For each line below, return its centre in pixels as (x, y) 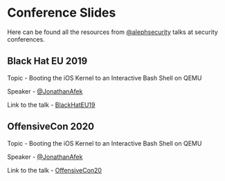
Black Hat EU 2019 (47, 61)
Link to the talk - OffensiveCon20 (55, 170)
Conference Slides (62, 13)
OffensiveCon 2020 (51, 127)
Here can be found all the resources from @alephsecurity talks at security (112, 32)
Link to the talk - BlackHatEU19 (51, 105)
